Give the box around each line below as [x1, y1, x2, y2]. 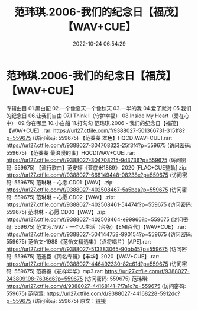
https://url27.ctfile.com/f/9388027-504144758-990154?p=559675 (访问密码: [6, 231, 193, 238]
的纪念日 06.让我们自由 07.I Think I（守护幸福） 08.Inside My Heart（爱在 [6, 112, 184, 119]
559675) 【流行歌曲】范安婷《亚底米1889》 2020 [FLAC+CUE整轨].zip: [14, 164, 188, 171]
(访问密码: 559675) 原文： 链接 [32, 297, 106, 304]
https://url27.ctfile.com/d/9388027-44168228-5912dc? [46, 290, 180, 297]
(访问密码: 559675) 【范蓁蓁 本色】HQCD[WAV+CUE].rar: [32, 134, 173, 141]
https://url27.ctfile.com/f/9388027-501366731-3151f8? [53, 127, 185, 134]
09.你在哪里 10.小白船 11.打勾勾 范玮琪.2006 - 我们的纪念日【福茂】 [17, 119, 181, 126]
